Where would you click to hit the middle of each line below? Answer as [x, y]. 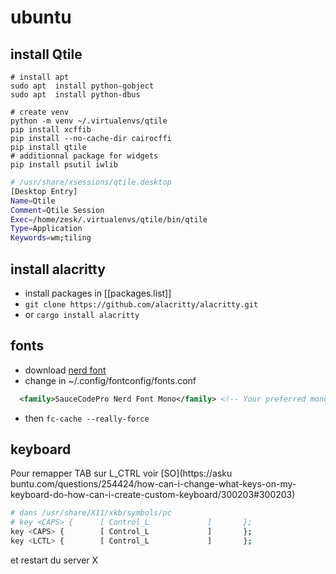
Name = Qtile [33, 201]
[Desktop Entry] [44, 191]
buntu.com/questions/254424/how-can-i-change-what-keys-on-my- [153, 484]
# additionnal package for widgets [84, 156]
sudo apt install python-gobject [82, 86]
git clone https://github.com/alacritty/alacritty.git [141, 304]
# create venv [40, 112]
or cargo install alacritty [82, 314]
